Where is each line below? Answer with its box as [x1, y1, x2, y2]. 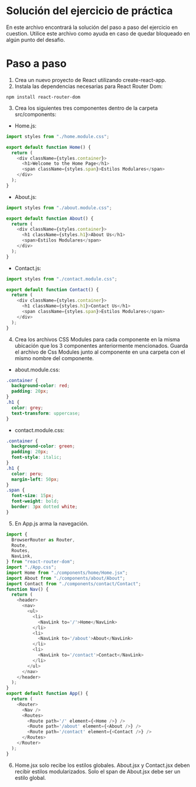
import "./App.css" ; [6, 564, 57, 570]
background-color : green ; [11, 443, 76, 449]
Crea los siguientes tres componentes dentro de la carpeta [14, 105, 158, 112]
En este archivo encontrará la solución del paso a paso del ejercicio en [6, 24, 178, 31]
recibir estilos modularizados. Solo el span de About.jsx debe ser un [14, 768, 181, 775]
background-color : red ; [11, 383, 70, 389]
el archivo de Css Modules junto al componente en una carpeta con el [14, 348, 185, 355]
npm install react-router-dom [6, 94, 81, 100]
